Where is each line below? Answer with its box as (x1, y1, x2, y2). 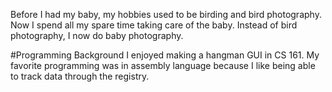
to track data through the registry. (10, 70, 150, 82)
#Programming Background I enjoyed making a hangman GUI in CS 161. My (10, 49, 320, 61)
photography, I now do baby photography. (10, 30, 184, 41)
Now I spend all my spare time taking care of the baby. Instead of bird (10, 19, 298, 31)
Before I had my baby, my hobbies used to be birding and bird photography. (10, 9, 322, 20)
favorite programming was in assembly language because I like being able (10, 60, 316, 71)
